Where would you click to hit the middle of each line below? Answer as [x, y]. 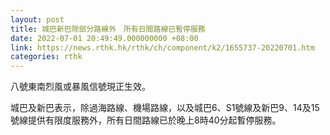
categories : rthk [46, 57]
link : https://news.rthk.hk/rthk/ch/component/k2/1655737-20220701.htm [162, 47]
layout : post [37, 19]
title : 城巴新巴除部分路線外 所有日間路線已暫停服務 [108, 29]
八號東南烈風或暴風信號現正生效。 [80, 87]
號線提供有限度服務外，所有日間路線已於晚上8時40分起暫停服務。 [146, 120]
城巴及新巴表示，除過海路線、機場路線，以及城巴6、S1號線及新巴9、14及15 [165, 108]
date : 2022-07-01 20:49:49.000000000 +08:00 [104, 38]
